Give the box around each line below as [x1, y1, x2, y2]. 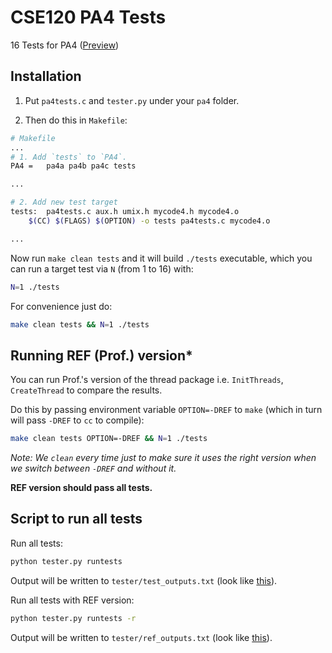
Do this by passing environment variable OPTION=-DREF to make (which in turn [10, 404, 323, 416]
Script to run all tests [10, 511, 143, 528]
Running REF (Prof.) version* [10, 347, 193, 364]
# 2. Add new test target [10, 197, 118, 208]
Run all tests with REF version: [10, 594, 135, 606]
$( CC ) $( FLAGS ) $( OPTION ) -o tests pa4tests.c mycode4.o [28, 216, 271, 226]
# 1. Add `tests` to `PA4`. [10, 152, 128, 162]
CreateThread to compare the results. [10, 384, 163, 396]
